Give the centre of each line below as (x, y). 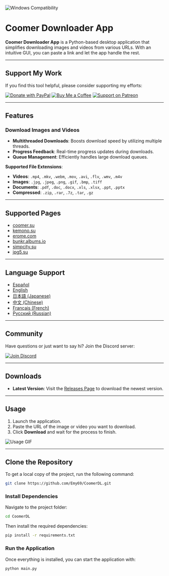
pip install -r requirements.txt (40, 535)
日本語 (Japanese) (32, 296)
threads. (21, 147)
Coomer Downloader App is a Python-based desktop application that (77, 42)
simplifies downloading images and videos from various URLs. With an (78, 47)
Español (21, 285)
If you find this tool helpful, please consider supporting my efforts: (74, 85)
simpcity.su (24, 247)
